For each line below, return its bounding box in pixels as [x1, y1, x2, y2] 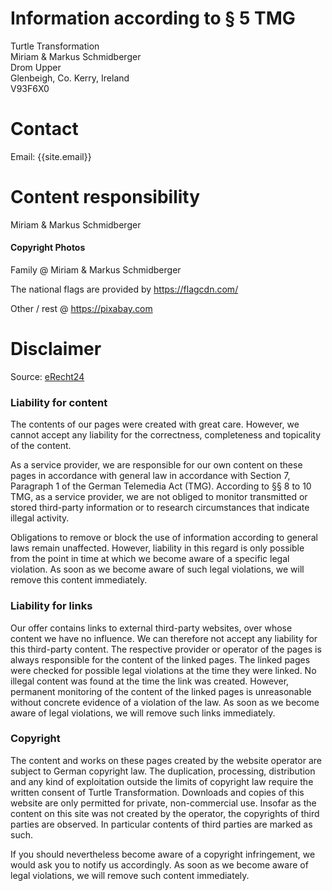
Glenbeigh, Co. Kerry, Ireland [10, 72, 130, 84]
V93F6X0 [10, 82, 50, 94]
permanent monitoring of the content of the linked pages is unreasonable [10, 685, 312, 697]
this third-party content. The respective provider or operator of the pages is [10, 643, 322, 655]
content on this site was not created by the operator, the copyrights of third [10, 807, 320, 819]
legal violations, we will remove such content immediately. [10, 869, 250, 881]
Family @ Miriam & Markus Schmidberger [10, 264, 182, 276]
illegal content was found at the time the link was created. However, [10, 675, 290, 687]
